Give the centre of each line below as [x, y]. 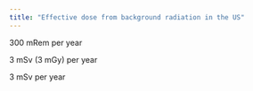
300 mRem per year [46, 42]
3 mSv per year [37, 77]
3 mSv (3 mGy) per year [53, 59]
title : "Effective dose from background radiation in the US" [127, 17]
